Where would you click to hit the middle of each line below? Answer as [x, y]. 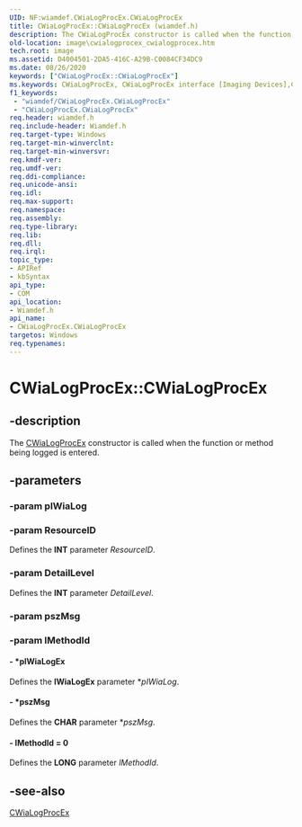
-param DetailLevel [52, 574]
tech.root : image [42, 51]
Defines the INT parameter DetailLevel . [82, 592]
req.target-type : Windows [58, 135]
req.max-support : [42, 202]
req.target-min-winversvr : [60, 151]
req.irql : [28, 252]
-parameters [45, 480]
